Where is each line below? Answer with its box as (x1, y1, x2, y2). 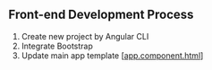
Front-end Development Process (8, 7, 194, 22)
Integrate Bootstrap (21, 40, 93, 51)
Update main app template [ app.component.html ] (21, 49, 204, 61)
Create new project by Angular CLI (21, 31, 149, 41)
